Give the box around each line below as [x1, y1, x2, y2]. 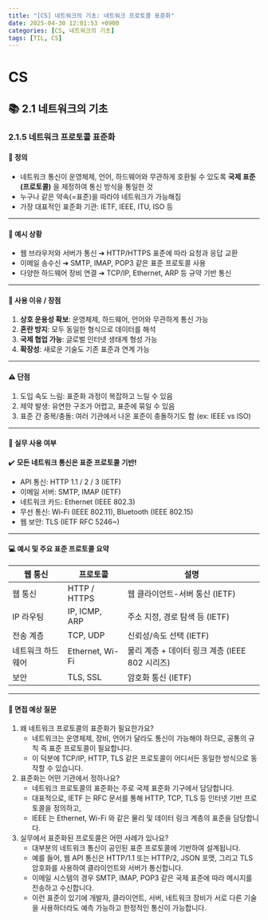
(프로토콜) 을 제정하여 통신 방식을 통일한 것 [19, 181, 153, 192]
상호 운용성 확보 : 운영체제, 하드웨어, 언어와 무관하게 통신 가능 [19, 314, 209, 324]
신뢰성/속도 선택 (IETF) [127, 630, 210, 641]
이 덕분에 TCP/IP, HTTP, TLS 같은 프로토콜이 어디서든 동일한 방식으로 [31, 753, 250, 763]
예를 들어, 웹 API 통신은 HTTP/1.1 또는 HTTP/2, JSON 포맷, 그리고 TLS [31, 853, 254, 863]
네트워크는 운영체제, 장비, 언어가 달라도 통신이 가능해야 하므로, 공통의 [31, 733, 247, 743]
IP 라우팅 [12, 611, 44, 622]
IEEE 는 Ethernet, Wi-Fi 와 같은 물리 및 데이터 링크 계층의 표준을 [31, 813, 232, 823]
